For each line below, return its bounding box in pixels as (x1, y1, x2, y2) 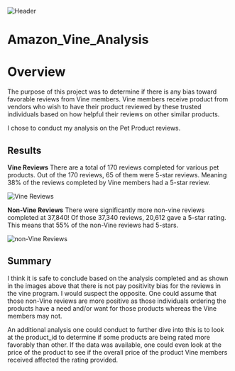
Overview (7, 64, 66, 80)
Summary (7, 255, 52, 267)
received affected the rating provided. (7, 355, 119, 364)
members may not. (7, 311, 62, 320)
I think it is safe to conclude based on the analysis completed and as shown (7, 274, 229, 282)
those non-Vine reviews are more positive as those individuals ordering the (7, 297, 226, 305)
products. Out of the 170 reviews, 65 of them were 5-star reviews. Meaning (7, 170, 227, 179)
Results (7, 144, 42, 156)
